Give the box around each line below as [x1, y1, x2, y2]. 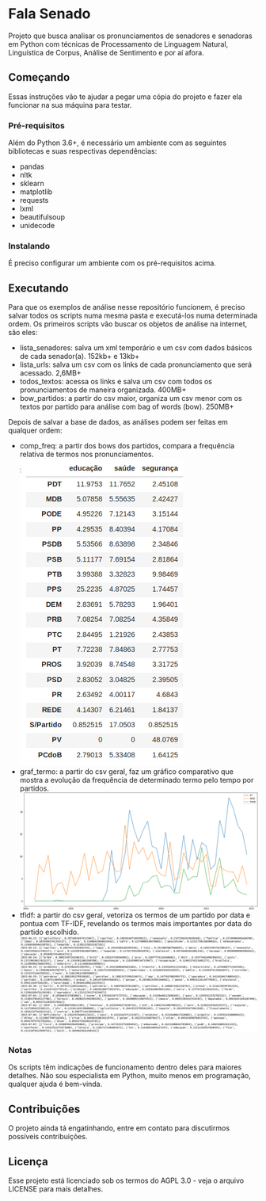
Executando [8, 281, 69, 295]
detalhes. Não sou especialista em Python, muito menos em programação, [8, 1071, 251, 1081]
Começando [8, 71, 70, 84]
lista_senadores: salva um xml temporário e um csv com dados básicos [19, 343, 253, 353]
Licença [8, 1154, 49, 1169]
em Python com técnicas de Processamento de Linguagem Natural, [8, 39, 229, 48]
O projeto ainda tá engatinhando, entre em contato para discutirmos [8, 1123, 230, 1133]
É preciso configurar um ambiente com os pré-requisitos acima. [8, 258, 216, 268]
